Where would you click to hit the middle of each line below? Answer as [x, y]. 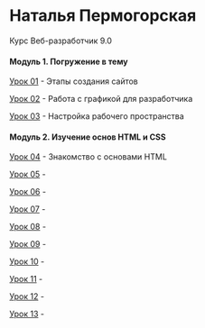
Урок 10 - [27, 261]
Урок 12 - [27, 296]
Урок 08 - [28, 227]
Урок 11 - [26, 279]
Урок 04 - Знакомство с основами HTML [88, 157]
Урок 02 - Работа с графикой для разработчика [101, 99]
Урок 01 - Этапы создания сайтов [74, 81]
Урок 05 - [28, 174]
